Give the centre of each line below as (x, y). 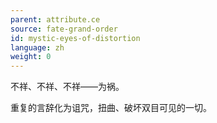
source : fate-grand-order (64, 29)
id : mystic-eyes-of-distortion (75, 38)
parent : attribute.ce (55, 19)
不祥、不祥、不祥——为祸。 (67, 87)
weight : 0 (31, 57)
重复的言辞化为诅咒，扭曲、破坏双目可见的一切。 (111, 108)
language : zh (37, 47)
